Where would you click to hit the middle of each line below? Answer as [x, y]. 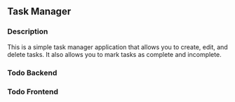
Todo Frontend [33, 91]
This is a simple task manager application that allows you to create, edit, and [117, 47]
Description [28, 32]
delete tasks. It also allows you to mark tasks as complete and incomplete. [115, 54]
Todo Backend [32, 72]
